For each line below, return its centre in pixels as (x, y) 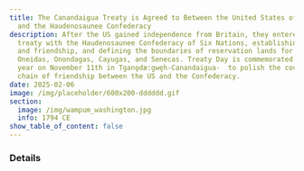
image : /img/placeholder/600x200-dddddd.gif (95, 93)
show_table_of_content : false (66, 127)
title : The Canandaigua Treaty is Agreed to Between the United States (147, 18)
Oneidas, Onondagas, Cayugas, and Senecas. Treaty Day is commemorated (156, 59)
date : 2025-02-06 (42, 85)
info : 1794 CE (44, 118)
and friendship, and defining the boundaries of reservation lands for (156, 51)
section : (26, 101)
